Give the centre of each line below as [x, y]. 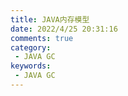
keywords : [31, 66]
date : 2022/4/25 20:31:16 [64, 29]
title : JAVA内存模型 [50, 19]
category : [31, 47]
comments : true [42, 38]
